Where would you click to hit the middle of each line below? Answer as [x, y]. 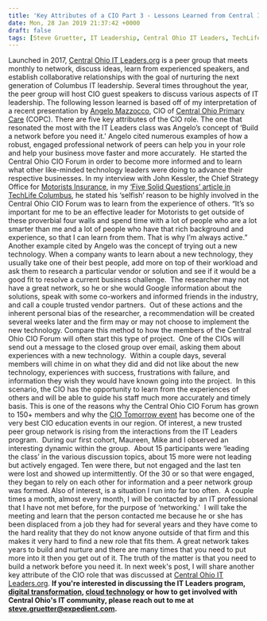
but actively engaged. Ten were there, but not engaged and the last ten [124, 465]
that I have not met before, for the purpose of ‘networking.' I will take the [128, 507]
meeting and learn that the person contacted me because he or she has [126, 516]
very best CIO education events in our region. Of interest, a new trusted [125, 423]
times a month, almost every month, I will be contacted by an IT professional [133, 499]
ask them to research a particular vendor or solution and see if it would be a [132, 272]
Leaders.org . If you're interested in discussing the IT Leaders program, [127, 584]
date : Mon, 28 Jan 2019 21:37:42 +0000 [74, 23]
